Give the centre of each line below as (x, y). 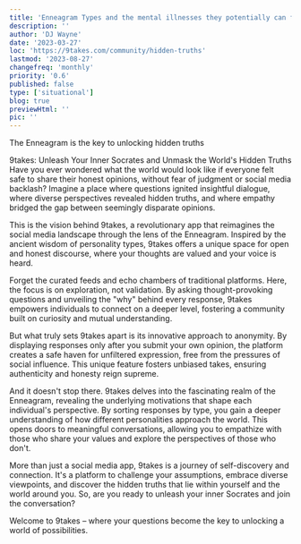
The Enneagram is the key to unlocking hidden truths (107, 143)
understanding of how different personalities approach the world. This (139, 420)
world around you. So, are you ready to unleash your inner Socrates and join (150, 494)
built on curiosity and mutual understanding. (91, 319)
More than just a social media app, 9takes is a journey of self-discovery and (149, 465)
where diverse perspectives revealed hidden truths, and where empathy (142, 199)
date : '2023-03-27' (46, 42)
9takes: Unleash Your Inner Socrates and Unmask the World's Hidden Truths (150, 160)
